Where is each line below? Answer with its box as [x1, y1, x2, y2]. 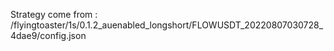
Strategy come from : [10, 9, 98, 20]
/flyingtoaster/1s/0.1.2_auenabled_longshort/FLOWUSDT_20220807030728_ [10, 19, 324, 31]
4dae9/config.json [10, 30, 87, 41]
